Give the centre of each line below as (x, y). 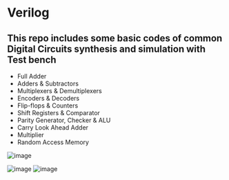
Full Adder (32, 76)
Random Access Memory (53, 142)
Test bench (32, 60)
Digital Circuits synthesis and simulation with (106, 49)
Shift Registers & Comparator (58, 113)
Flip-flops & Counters (48, 106)
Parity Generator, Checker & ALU (64, 120)
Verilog (28, 13)
